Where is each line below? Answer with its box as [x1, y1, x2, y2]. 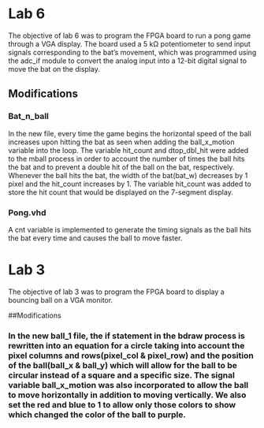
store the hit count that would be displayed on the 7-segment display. [8, 187, 234, 197]
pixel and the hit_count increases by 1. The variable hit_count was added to [8, 179, 252, 188]
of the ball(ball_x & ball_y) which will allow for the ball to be [8, 359, 238, 370]
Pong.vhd [8, 207, 46, 218]
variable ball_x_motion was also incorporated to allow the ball [8, 379, 249, 390]
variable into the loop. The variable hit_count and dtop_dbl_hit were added [8, 145, 249, 154]
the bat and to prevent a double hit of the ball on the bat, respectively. [8, 162, 235, 172]
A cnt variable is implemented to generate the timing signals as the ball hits [8, 225, 252, 234]
